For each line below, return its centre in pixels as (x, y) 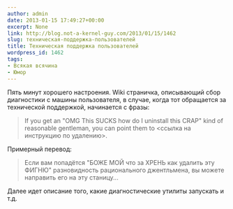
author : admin (28, 14)
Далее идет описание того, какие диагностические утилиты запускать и (116, 191)
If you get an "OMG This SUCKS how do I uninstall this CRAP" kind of (123, 120)
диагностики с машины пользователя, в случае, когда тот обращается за (117, 99)
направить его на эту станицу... (71, 177)
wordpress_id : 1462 (36, 53)
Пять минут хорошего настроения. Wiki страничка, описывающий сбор (114, 92)
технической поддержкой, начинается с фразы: (78, 107)
